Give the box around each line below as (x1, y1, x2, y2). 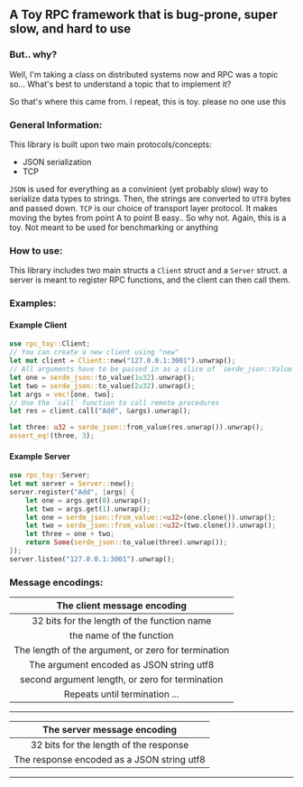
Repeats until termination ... (63, 688, 179, 700)
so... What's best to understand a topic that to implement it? (9, 79, 232, 89)
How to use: (9, 244, 63, 256)
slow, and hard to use (9, 22, 132, 37)
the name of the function (69, 629, 174, 642)
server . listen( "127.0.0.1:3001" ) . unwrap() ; (9, 554, 176, 563)
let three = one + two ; (25, 530, 115, 539)
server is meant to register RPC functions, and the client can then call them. (9, 274, 290, 285)
